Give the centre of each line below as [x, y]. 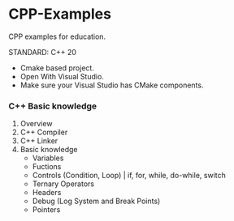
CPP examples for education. [57, 36]
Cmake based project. [57, 68]
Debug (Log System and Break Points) [96, 201]
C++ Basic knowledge [53, 106]
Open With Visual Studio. [62, 76]
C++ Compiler [44, 132]
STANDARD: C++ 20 [43, 52]
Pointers [46, 210]
